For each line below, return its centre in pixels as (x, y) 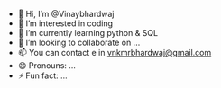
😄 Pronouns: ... (47, 66)
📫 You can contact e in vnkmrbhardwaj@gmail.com (115, 53)
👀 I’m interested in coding (65, 23)
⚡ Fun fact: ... (42, 75)
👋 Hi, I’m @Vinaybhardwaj (66, 14)
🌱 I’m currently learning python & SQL (88, 33)
